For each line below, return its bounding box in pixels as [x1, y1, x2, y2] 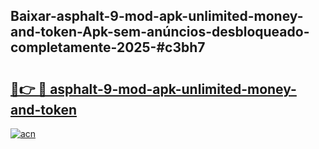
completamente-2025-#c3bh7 [10, 39, 206, 56]
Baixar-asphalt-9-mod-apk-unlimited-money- [10, 8, 304, 25]
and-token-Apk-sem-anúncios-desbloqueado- [10, 24, 310, 41]
